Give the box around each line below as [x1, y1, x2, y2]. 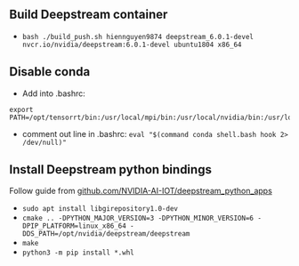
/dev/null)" [21, 138, 67, 147]
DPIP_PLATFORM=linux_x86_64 [21, 222, 126, 230]
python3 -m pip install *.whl [21, 248, 135, 257]
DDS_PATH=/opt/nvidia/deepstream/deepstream [21, 230, 190, 238]
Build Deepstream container [9, 7, 168, 22]
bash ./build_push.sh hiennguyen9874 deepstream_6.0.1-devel [21, 32, 255, 41]
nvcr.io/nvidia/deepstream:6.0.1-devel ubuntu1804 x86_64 [21, 40, 242, 49]
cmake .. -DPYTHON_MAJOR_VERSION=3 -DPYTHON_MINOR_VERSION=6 [21, 214, 255, 223]
